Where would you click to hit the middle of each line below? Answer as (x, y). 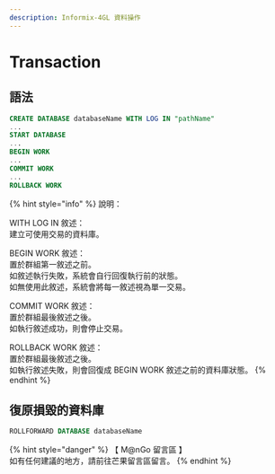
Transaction (55, 61)
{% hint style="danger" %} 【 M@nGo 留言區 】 (98, 450)
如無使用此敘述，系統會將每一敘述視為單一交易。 (100, 286)
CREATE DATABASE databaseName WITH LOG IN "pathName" (112, 118)
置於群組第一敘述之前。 (53, 264)
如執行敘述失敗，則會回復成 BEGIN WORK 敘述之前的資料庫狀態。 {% (138, 370)
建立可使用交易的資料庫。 (57, 233)
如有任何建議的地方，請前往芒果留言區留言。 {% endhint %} (120, 461)
